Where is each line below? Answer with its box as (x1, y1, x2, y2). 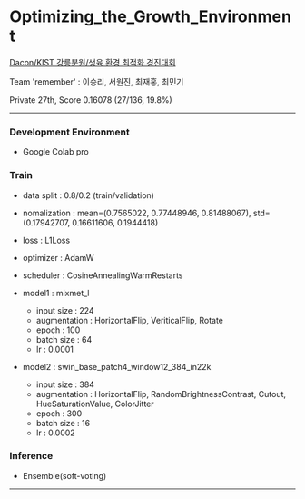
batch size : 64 (35, 334, 93, 344)
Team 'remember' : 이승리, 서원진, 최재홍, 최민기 (9, 75, 184, 87)
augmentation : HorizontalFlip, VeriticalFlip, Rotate (35, 314, 224, 325)
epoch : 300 (35, 407, 83, 419)
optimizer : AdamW (22, 252, 94, 263)
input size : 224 (35, 304, 94, 315)
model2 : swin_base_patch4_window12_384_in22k (22, 361, 212, 372)
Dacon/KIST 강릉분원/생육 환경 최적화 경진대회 (9, 56, 176, 67)
